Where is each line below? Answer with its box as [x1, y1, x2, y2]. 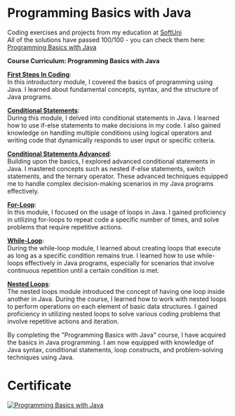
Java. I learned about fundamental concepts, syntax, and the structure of [7, 85, 219, 93]
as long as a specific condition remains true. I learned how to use [7, 251, 196, 260]
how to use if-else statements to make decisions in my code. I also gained [7, 121, 221, 129]
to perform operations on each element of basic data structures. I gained [7, 302, 218, 310]
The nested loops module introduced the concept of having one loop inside [7, 287, 225, 295]
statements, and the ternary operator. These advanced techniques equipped [7, 172, 228, 180]
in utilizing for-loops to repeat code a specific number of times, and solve [7, 215, 220, 224]
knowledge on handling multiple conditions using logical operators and [7, 128, 212, 137]
